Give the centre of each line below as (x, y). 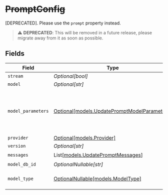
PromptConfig (35, 9)
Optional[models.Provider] (84, 138)
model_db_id (22, 164)
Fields (15, 54)
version (17, 146)
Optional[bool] (71, 76)
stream (15, 76)
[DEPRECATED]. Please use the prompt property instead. (63, 23)
